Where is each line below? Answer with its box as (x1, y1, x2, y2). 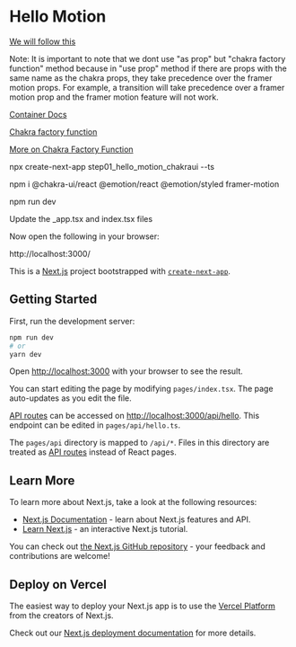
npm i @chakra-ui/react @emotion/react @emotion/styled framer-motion (9, 178, 280, 190)
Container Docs (9, 109, 67, 120)
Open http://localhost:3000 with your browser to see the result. (9, 366, 244, 377)
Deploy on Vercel (9, 577, 108, 592)
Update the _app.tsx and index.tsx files (9, 213, 153, 224)
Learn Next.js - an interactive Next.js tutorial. (22, 524, 188, 535)
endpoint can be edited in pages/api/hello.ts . (9, 420, 181, 430)
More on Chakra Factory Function (9, 144, 134, 155)
